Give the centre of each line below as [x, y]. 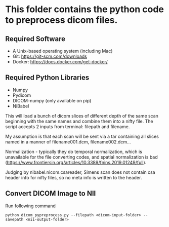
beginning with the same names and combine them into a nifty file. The [79, 121]
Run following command [30, 206]
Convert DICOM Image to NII [51, 194]
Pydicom [22, 95]
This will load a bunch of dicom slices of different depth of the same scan [82, 116]
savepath [14, 219]
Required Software [35, 39]
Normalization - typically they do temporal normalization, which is [74, 152]
